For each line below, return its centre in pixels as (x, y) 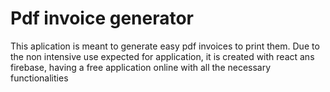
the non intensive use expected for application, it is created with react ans (162, 56)
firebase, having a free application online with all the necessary (141, 67)
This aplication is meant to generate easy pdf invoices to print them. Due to (165, 46)
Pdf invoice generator (102, 18)
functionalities (39, 78)
